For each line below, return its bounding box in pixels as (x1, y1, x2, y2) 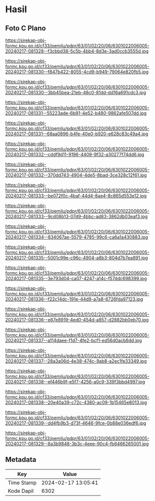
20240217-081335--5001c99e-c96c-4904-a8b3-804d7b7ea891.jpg (5, 255, 148, 260)
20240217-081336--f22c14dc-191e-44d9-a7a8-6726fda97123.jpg (5, 296, 143, 302)
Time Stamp (8, 479, 37, 486)
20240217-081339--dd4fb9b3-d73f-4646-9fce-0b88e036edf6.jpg (5, 420, 146, 426)
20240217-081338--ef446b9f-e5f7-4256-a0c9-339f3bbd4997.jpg (5, 379, 145, 385)
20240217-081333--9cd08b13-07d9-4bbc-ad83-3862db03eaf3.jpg (5, 214, 148, 219)
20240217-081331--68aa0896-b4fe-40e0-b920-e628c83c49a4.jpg (5, 131, 148, 137)
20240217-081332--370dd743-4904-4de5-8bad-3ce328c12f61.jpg (5, 172, 147, 178)
